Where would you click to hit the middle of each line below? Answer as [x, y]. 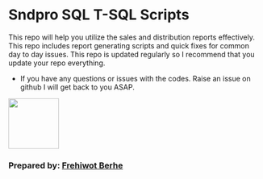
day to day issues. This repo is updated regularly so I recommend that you [132, 54]
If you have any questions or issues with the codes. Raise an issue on [136, 78]
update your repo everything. [57, 63]
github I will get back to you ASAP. [77, 87]
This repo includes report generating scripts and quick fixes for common [129, 45]
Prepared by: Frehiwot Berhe [66, 165]
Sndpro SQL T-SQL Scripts [99, 15]
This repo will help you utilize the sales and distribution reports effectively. [132, 37]
